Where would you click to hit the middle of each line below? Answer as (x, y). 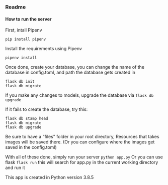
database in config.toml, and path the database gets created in (70, 72)
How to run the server (28, 19)
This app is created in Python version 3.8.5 (50, 177)
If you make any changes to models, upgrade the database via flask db (79, 95)
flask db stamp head (27, 119)
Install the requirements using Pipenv (44, 49)
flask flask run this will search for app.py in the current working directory (82, 162)
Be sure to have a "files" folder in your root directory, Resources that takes (82, 137)
